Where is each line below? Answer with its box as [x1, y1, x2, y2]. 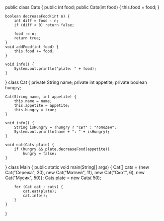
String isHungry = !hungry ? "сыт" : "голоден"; [14, 125, 117, 130]
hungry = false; [23, 151, 57, 156]
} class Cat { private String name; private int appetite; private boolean [5, 79, 148, 85]
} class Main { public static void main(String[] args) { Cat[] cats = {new [5, 164, 150, 170]
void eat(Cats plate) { [5, 142, 55, 147]
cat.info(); [23, 193, 48, 198]
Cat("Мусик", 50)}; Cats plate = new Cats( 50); [5, 175, 101, 181]
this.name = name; [14, 99, 52, 104]
